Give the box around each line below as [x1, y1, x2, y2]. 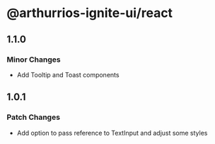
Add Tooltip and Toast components [16, 70, 120, 79]
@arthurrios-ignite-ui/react [6, 5, 173, 21]
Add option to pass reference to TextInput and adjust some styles [16, 128, 208, 137]
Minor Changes [6, 55, 61, 65]
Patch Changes [6, 112, 61, 122]
